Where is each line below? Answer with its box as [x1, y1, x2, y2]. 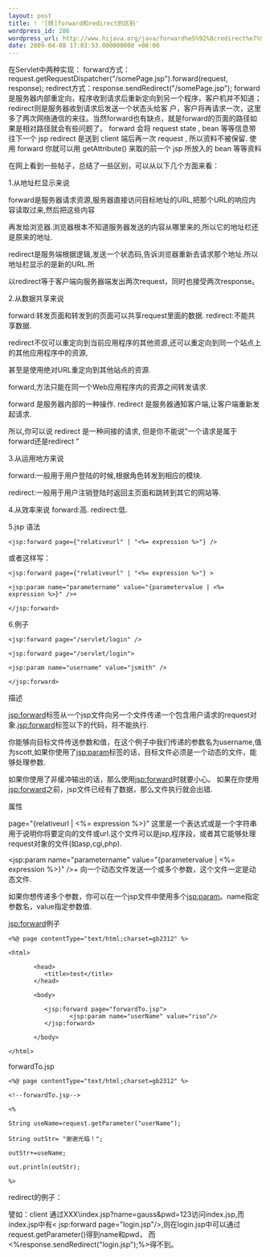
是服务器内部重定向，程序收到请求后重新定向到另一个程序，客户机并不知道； [8, 93, 262, 103]
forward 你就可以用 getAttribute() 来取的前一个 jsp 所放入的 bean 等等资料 [17, 144, 262, 154]
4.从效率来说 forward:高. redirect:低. [8, 505, 129, 515]
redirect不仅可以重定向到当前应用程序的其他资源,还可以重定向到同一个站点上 [8, 338, 261, 348]
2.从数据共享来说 [8, 294, 64, 303]
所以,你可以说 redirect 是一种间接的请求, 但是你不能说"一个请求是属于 [8, 427, 238, 436]
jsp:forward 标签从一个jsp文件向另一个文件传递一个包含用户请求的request [8, 710, 251, 720]
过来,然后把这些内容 [29, 205, 96, 215]
